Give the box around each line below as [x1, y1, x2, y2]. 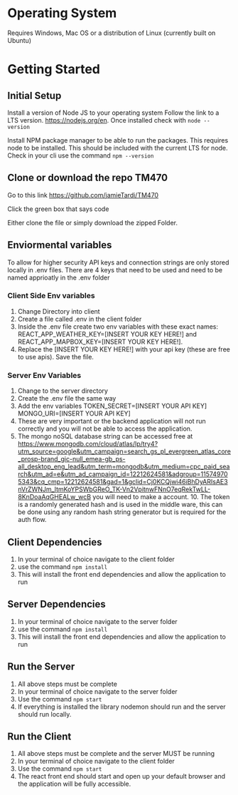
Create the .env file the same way [17, 394, 117, 403]
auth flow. [17, 516, 47, 524]
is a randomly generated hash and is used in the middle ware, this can [17, 501, 223, 509]
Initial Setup [7, 89, 62, 101]
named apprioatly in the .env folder [7, 273, 110, 282]
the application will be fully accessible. [17, 779, 131, 789]
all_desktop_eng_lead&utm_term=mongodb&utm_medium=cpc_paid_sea [17, 462, 230, 471]
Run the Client [7, 730, 72, 742]
